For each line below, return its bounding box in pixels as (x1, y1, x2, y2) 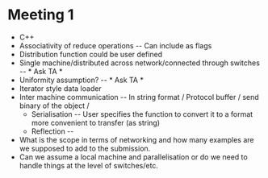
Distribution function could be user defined (19, 49, 163, 59)
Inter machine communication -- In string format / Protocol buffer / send (19, 92, 259, 101)
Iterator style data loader (19, 83, 102, 93)
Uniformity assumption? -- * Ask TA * (19, 75, 144, 85)
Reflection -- (31, 126, 74, 136)
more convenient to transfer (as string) (31, 118, 161, 127)
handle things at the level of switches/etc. (19, 160, 159, 170)
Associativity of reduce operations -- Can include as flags (19, 40, 212, 50)
